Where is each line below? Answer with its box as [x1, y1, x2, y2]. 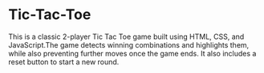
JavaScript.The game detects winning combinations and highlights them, [8, 40, 250, 49]
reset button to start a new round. [8, 57, 120, 67]
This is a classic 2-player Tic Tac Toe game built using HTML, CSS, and [8, 32, 245, 41]
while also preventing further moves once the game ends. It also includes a [8, 48, 257, 58]
